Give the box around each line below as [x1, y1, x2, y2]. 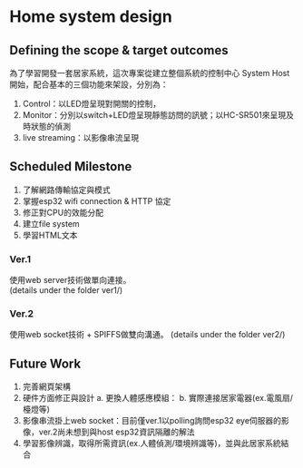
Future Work [9, 356, 82, 371]
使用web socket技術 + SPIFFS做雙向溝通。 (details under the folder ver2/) [9, 329, 286, 340]
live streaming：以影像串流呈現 [22, 132, 139, 142]
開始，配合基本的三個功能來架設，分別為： [9, 79, 169, 90]
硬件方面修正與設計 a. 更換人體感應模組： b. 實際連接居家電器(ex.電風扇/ [22, 393, 293, 404]
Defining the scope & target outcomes [9, 43, 229, 58]
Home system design [9, 6, 172, 27]
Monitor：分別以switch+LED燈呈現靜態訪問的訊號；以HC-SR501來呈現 [22, 110, 287, 120]
